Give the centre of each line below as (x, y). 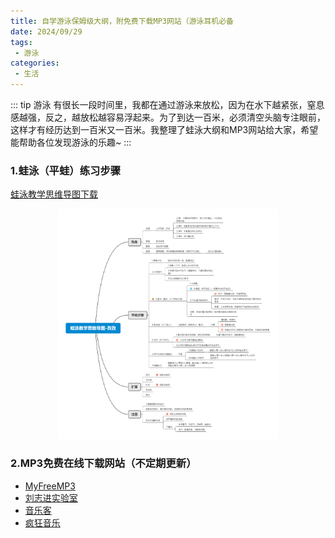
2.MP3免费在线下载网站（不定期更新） (103, 463)
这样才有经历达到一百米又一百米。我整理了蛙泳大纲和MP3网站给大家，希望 (164, 129)
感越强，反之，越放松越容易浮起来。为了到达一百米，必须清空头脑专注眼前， (168, 117)
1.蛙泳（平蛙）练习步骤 (66, 170)
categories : (35, 63)
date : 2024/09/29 (46, 31)
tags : (21, 42)
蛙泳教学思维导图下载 (54, 194)
